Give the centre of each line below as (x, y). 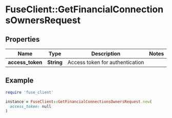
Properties (23, 39)
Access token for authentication (106, 62)
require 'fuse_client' (29, 92)
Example (19, 81)
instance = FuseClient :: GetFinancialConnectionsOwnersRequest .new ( (79, 102)
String (55, 62)
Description (106, 54)
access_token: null (31, 106)
